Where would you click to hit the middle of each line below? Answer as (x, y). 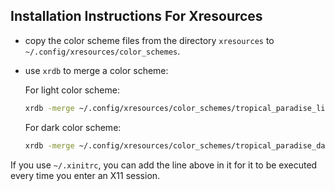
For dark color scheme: (73, 127)
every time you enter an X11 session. (85, 175)
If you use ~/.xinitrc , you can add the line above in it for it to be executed (164, 165)
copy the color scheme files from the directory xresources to (149, 40)
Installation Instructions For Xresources (136, 16)
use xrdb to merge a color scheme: (96, 70)
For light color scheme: (72, 90)
